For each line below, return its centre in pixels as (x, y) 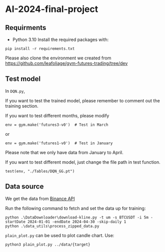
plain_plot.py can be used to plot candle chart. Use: (60, 235)
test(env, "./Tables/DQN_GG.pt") (40, 171)
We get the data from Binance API (40, 199)
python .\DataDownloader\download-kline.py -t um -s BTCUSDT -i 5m (77, 217)
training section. (22, 106)
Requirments (26, 28)
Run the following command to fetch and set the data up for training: (75, 208)
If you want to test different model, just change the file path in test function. (83, 162)
